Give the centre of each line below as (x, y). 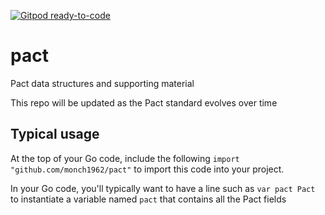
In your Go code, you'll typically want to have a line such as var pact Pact (163, 188)
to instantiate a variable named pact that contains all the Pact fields (148, 199)
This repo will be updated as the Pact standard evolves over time (144, 102)
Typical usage (55, 134)
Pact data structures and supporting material (102, 83)
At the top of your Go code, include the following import (125, 158)
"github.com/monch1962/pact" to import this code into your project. (147, 169)
